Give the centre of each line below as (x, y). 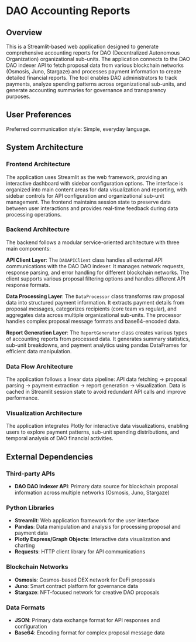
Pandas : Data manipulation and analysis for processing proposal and (98, 527)
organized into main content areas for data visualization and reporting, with (97, 190)
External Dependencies (50, 457)
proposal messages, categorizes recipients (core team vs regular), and (91, 309)
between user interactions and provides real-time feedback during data (92, 208)
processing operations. (34, 214)
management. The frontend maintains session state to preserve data (89, 202)
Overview (24, 33)
